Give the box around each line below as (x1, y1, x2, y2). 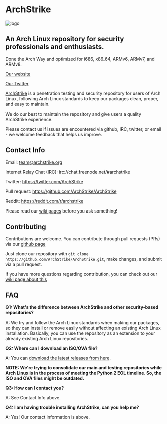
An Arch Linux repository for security (5, 35, 124, 43)
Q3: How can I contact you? (5, 385, 64, 391)
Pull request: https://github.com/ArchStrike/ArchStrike (5, 188, 117, 194)
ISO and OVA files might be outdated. (5, 375, 84, 381)
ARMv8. (5, 61, 22, 67)
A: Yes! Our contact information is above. (5, 414, 90, 420)
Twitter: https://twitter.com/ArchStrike (5, 178, 84, 184)
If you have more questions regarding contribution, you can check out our (5, 271, 158, 277)
